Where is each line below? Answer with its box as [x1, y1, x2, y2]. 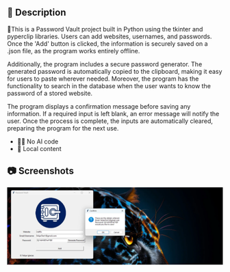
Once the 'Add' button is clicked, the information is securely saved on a [7, 39, 208, 48]
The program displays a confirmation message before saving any [7, 102, 191, 110]
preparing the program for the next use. [7, 124, 119, 132]
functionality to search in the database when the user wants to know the [7, 81, 211, 90]
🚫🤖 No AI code [16, 137, 59, 146]
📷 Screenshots [7, 165, 74, 177]
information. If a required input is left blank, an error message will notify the [7, 109, 220, 118]
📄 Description [7, 7, 66, 18]
